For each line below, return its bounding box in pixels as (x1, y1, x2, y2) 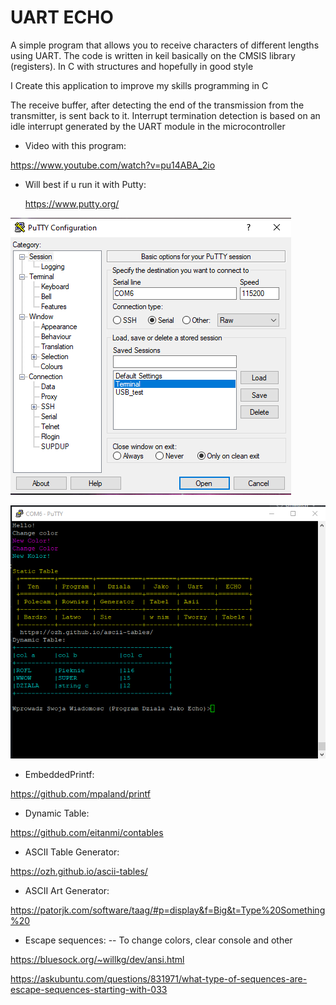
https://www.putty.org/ (24, 197, 120, 210)
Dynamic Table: (24, 807, 90, 819)
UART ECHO (10, 6, 114, 29)
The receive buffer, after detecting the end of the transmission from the (10, 99, 305, 111)
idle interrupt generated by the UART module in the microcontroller (10, 120, 286, 132)
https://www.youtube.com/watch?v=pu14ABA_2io (10, 159, 216, 171)
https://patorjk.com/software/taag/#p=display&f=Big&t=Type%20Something (10, 904, 326, 916)
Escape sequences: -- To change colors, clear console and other (24, 934, 293, 946)
